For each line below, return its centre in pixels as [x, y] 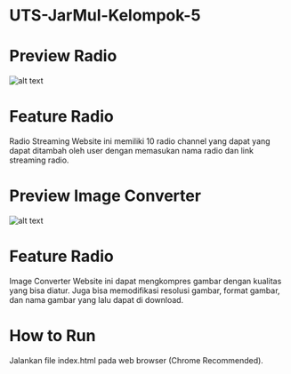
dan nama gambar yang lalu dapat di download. [97, 299]
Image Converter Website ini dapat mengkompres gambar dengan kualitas [145, 281]
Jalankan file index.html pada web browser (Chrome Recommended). [137, 360]
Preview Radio [63, 56]
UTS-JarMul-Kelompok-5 [105, 16]
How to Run [53, 336]
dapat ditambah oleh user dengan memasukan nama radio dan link [131, 151]
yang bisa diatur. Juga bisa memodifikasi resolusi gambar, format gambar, [145, 290]
